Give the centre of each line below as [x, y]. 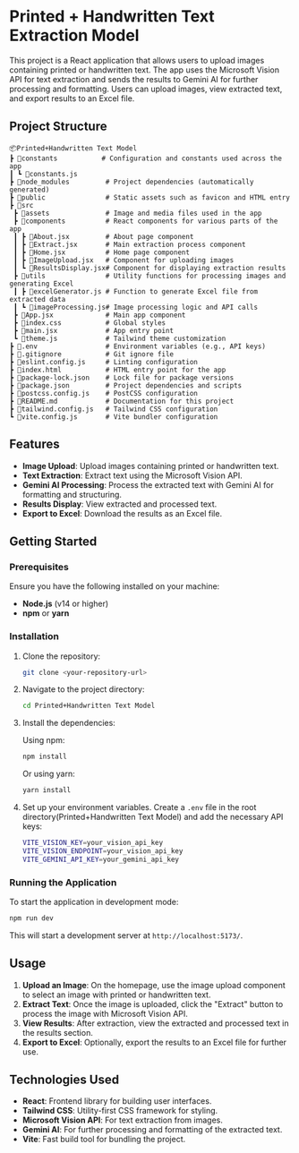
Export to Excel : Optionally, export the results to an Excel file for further [154, 1042]
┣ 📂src [21, 205]
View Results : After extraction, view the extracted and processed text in [155, 1023]
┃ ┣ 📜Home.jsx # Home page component [102, 252]
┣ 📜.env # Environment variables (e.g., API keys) [138, 346]
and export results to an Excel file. [72, 98]
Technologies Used [64, 1080]
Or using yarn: [49, 774]
